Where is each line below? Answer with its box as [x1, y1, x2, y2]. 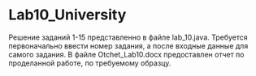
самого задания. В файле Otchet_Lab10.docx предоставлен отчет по [8, 49, 245, 59]
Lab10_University [8, 6, 127, 24]
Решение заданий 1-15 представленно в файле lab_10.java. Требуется [8, 32, 248, 42]
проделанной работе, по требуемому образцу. [8, 58, 171, 68]
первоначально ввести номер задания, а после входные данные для [8, 40, 249, 50]
